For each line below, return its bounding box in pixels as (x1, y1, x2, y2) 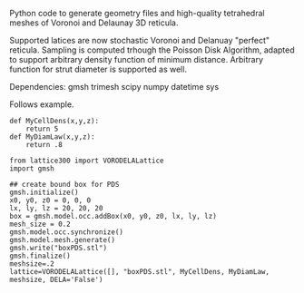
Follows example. (9, 99, 74, 110)
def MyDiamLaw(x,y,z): (9, 132, 95, 142)
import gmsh (9, 164, 54, 173)
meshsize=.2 (9, 259, 54, 269)
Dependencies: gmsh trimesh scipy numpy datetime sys (9, 82, 220, 92)
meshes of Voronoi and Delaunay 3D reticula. (9, 17, 179, 28)
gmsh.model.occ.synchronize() (9, 228, 124, 237)
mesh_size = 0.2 (9, 220, 71, 229)
